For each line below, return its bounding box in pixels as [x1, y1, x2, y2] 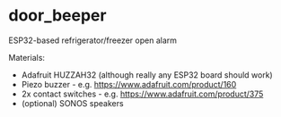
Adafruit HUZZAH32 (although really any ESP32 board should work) [21, 69, 273, 80]
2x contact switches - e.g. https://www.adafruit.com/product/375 [21, 88, 264, 99]
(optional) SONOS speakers [21, 97, 124, 108]
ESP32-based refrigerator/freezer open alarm [8, 35, 177, 46]
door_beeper [8, 5, 107, 26]
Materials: [8, 52, 46, 63]
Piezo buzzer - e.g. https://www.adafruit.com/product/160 [21, 79, 237, 89]
